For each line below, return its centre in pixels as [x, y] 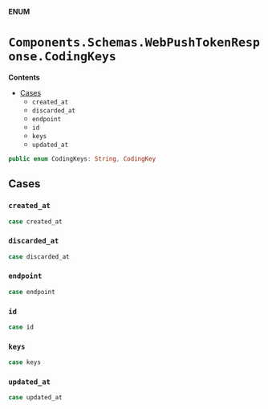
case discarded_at [39, 256]
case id [21, 327]
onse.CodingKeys [62, 57]
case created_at [35, 221]
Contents [24, 77]
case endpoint [32, 292]
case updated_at [35, 398]
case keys [25, 362]
